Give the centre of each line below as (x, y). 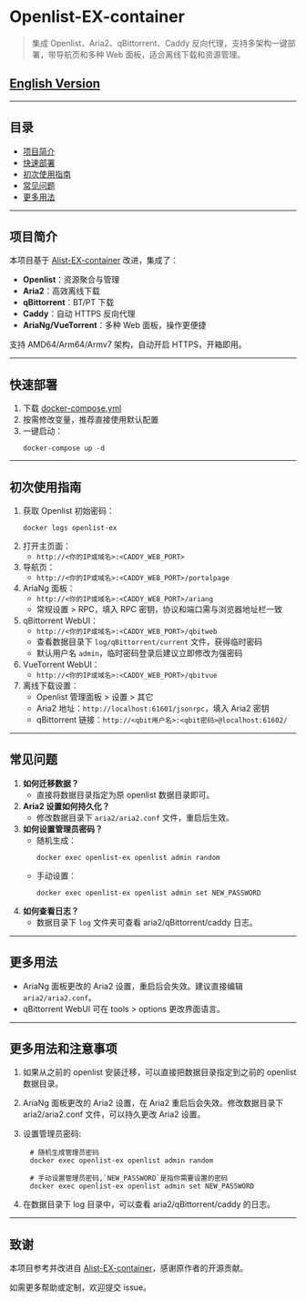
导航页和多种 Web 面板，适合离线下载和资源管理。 (151, 54)
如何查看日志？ (51, 911)
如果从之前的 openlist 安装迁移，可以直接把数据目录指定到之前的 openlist (159, 1072)
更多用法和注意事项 (63, 1049)
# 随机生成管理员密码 (65, 1153)
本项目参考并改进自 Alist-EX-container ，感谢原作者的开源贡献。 (129, 1268)
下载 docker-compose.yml (72, 408)
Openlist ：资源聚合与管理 (71, 280)
